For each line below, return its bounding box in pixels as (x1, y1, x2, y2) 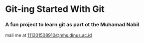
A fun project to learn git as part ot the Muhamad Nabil (5, 21, 140, 28)
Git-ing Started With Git (5, 3, 105, 15)
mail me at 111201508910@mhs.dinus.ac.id (5, 32, 92, 38)
